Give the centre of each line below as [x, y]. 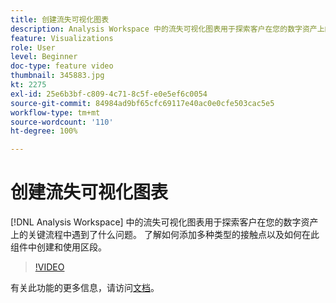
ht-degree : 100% [44, 131]
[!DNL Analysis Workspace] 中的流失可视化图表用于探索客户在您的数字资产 [164, 222]
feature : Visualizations [62, 38]
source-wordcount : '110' [62, 122]
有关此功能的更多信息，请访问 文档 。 [85, 288]
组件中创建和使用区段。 [58, 247]
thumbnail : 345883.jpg [57, 76]
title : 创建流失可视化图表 [60, 19]
